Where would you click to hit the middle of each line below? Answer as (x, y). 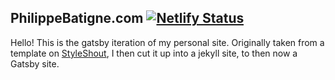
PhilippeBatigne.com (77, 18)
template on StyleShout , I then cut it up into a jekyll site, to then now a (154, 53)
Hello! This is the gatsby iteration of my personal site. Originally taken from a (167, 42)
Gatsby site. (35, 63)
